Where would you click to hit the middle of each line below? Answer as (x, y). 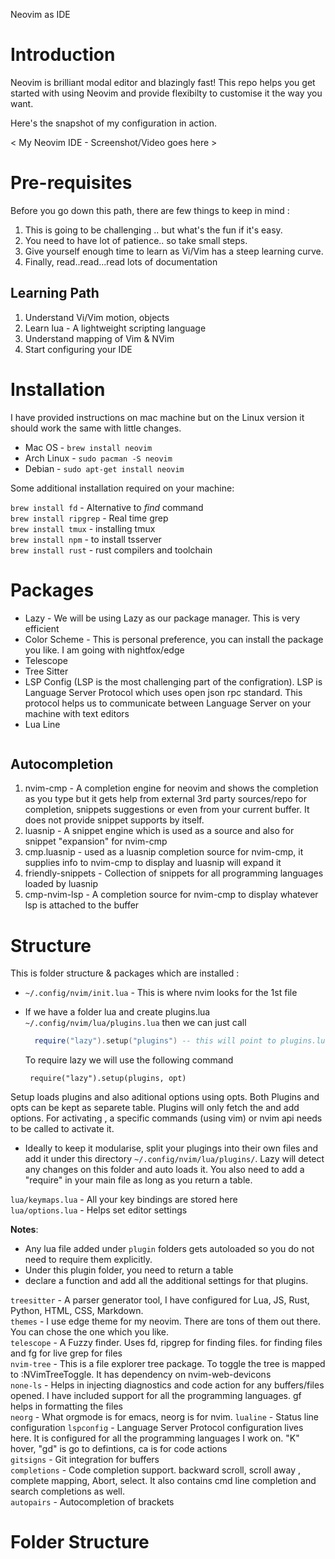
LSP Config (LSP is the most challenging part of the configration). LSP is (173, 681)
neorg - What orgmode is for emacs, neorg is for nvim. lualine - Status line (165, 1417)
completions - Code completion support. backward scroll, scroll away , (156, 1470)
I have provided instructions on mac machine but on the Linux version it (157, 417)
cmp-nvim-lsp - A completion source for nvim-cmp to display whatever (171, 895)
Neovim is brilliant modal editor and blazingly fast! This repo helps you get (163, 82)
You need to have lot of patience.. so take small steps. (136, 240)
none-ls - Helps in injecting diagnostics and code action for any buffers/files (167, 1385)
